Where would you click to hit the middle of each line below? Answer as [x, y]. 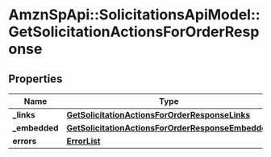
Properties [35, 78]
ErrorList [83, 141]
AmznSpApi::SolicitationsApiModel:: [134, 15]
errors [25, 141]
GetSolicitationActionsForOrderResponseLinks [158, 115]
